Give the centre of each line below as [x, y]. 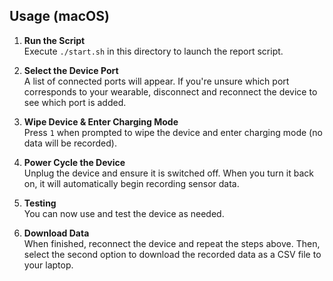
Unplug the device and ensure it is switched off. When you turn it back [168, 173]
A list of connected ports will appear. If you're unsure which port [156, 81]
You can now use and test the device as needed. [124, 213]
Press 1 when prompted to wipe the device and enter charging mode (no [173, 132]
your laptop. [48, 265]
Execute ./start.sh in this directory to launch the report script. [153, 51]
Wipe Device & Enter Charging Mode [101, 121]
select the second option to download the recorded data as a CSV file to [172, 254]
